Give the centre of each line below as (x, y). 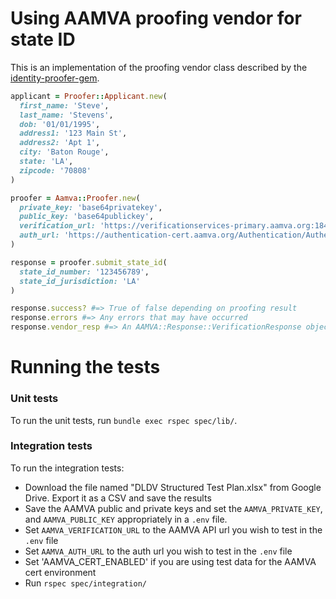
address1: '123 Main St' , (73, 133)
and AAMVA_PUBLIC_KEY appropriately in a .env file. (126, 519)
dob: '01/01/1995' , (60, 124)
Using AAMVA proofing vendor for (156, 18)
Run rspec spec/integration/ (85, 583)
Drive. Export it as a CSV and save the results (118, 498)
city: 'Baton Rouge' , (64, 152)
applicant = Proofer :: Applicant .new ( (89, 96)
